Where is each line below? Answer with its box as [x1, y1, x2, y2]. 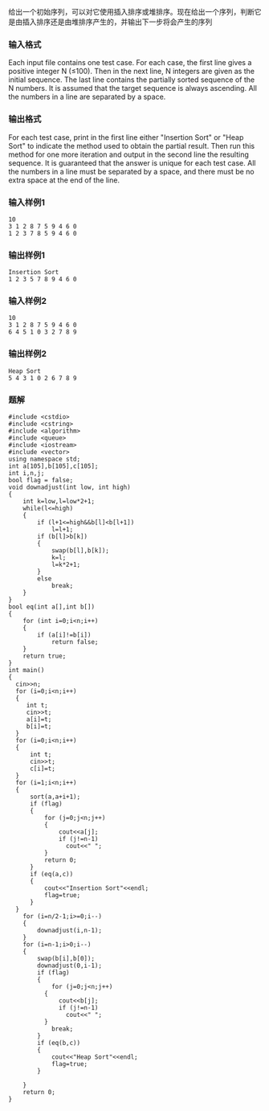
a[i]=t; [26, 715, 52, 724]
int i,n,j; [8, 469, 45, 478]
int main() [8, 666, 45, 674]
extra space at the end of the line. [8, 175, 120, 185]
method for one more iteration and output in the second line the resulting [8, 150, 249, 159]
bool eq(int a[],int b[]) [8, 603, 95, 611]
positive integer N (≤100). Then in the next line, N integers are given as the [8, 67, 255, 76]
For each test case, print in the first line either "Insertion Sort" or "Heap [8, 132, 244, 142]
